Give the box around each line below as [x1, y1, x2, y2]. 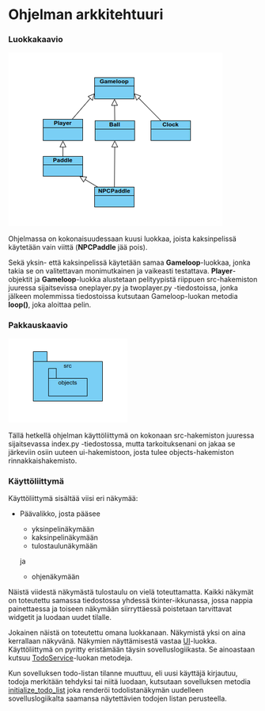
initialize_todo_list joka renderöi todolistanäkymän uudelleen [8, 686, 204, 695]
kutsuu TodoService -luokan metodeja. [8, 653, 133, 663]
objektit [8, 275, 33, 285]
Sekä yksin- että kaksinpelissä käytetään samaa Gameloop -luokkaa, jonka [8, 258, 251, 267]
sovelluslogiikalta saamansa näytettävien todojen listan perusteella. [8, 694, 227, 703]
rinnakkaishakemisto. [8, 456, 78, 465]
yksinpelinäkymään [31, 525, 95, 534]
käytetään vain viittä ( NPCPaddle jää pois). [8, 243, 148, 252]
